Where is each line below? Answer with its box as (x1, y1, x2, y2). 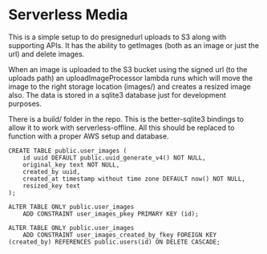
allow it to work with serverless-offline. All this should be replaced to (8, 123, 235, 132)
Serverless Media (8, 6, 128, 24)
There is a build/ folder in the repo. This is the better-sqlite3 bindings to (8, 114, 245, 123)
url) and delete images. (8, 49, 85, 58)
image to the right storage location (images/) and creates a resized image (8, 82, 251, 91)
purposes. (8, 99, 42, 108)
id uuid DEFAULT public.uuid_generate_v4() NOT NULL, (22, 154, 206, 162)
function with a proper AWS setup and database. (8, 131, 169, 141)
